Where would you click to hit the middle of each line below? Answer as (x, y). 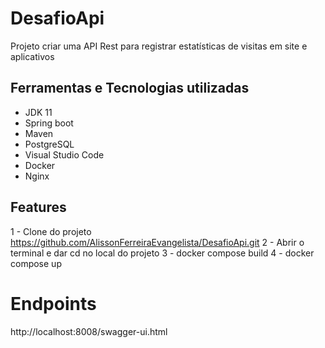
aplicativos (32, 56)
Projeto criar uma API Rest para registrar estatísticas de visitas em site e (159, 46)
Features (38, 207)
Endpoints (53, 303)
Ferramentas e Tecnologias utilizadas (130, 88)
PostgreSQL (49, 144)
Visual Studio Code (64, 154)
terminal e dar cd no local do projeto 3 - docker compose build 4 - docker (162, 253)
